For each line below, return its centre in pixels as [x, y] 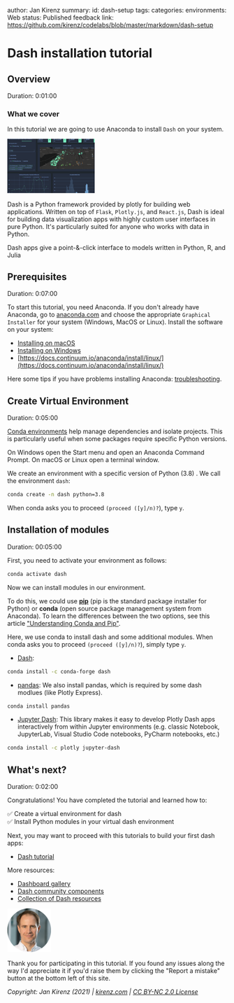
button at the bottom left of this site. [59, 979]
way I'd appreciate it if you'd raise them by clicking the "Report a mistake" [114, 971]
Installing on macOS [46, 343]
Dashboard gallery [44, 884]
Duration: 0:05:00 [32, 418]
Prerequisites [37, 277]
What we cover [34, 113]
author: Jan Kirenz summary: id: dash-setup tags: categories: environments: [117, 10]
